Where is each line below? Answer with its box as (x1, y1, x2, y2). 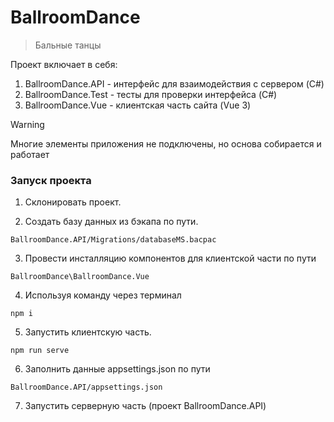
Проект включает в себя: (10, 58, 118, 70)
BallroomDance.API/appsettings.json (10, 382, 163, 393)
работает (10, 148, 50, 160)
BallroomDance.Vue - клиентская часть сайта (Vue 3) (24, 99, 252, 111)
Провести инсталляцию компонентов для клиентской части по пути (24, 252, 317, 265)
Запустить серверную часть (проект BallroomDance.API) (24, 400, 267, 412)
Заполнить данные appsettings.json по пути (24, 363, 211, 375)
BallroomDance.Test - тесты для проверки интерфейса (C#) (24, 88, 278, 100)
